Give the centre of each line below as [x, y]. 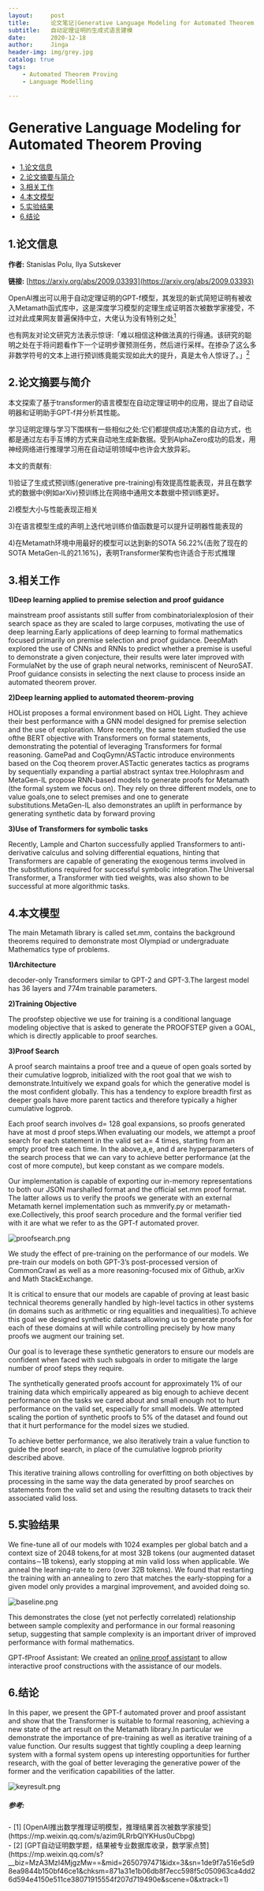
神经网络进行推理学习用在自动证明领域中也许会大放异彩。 [101, 449]
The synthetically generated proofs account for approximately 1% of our [125, 1383]
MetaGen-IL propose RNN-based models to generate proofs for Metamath [129, 780]
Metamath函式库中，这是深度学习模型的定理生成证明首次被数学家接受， [131, 308]
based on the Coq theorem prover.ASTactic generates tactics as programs [129, 763]
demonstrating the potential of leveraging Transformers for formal [115, 747]
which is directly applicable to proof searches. [83, 1036]
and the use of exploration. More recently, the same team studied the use [127, 730]
